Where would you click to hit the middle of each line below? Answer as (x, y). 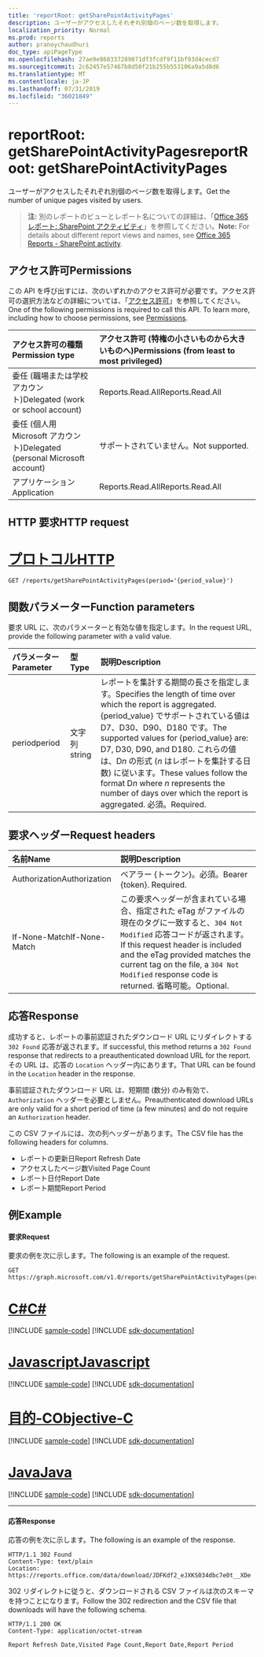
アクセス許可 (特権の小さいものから (165, 339)
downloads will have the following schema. (77, 1610)
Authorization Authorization (62, 878)
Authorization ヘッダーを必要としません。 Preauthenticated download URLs (131, 1100)
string (81, 755)
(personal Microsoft (48, 458)
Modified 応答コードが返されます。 (185, 934)
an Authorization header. (49, 1117)
